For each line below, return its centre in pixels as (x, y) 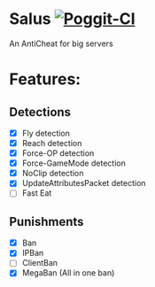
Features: (45, 79)
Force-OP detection (58, 153)
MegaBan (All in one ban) (68, 273)
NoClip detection (53, 174)
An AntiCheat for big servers (61, 43)
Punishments (46, 221)
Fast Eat (37, 193)
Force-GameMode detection (74, 163)
